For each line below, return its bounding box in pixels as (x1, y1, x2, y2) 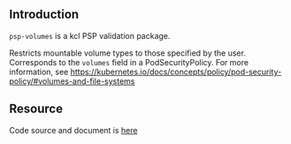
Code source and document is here (9, 125, 138, 135)
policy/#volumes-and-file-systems (9, 75, 135, 87)
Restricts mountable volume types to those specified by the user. (9, 48, 246, 58)
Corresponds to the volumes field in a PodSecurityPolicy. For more (9, 57, 249, 67)
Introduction (9, 7, 80, 22)
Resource (9, 102, 64, 117)
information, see (9, 66, 69, 77)
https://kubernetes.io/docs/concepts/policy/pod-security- (70, 66, 282, 77)
